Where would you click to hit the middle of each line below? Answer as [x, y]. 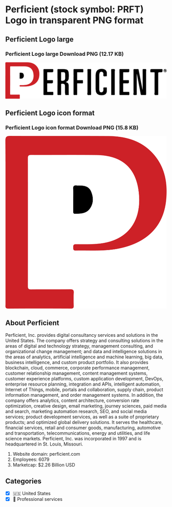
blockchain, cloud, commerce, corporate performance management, [78, 368]
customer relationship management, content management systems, [77, 373]
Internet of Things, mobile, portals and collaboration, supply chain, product [84, 390]
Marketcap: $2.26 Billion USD [44, 465]
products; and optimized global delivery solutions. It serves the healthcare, [84, 422]
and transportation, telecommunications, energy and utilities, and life [78, 433]
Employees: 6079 [31, 459]
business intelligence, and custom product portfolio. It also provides [77, 362]
